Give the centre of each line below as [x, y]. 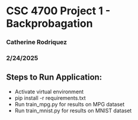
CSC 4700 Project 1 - [58, 11]
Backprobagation [49, 23]
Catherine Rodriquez [36, 42]
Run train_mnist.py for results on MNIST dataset [73, 110]
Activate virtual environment [49, 91]
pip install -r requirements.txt [50, 98]
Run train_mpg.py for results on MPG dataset [70, 104]
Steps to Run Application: [54, 78]
